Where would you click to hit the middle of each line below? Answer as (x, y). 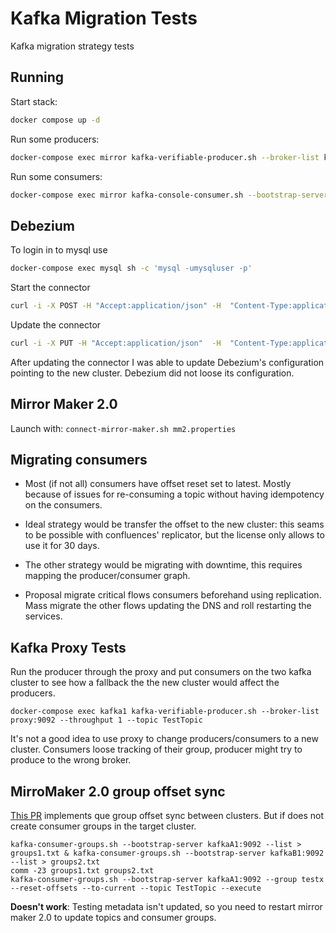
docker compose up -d (55, 120)
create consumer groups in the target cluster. (103, 826)
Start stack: (34, 101)
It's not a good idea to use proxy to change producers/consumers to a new (164, 739)
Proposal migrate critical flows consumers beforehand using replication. (173, 595)
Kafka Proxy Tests (68, 647)
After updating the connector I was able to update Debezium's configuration (167, 362)
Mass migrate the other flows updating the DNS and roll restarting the (168, 606)
